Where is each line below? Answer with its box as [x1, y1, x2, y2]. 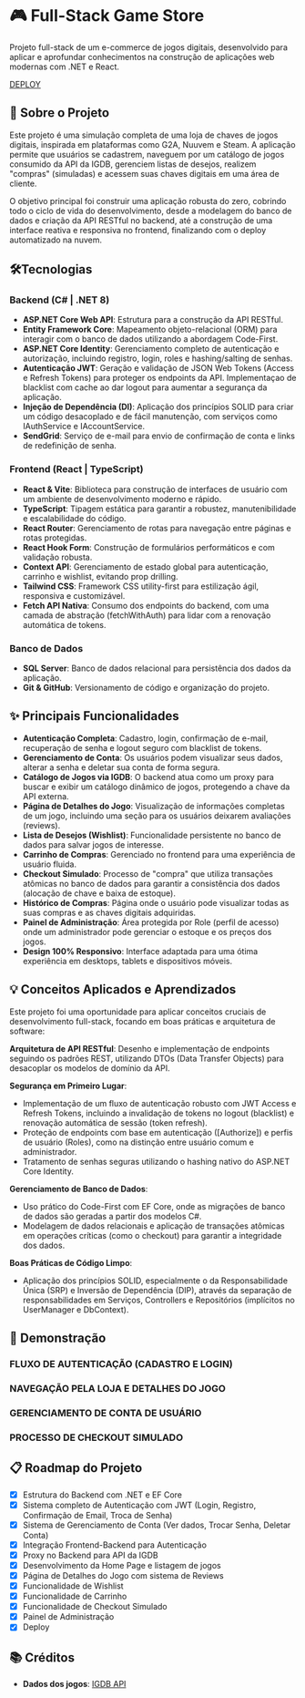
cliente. [9, 178, 37, 189]
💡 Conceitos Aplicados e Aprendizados [9, 982, 237, 997]
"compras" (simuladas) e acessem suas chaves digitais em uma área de [9, 168, 280, 179]
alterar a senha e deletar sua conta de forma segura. [22, 761, 220, 773]
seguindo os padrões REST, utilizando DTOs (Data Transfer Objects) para [9, 1053, 284, 1064]
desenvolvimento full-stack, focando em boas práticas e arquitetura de [9, 1015, 276, 1026]
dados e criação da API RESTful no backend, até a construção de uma [9, 214, 273, 226]
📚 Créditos [9, 1650, 76, 1665]
